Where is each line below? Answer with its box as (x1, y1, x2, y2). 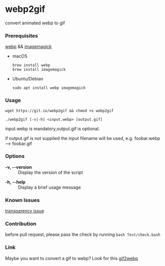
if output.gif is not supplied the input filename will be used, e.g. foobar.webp (5, 135, 161, 141)
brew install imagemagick (12, 67, 66, 72)
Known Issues (5, 197, 40, 203)
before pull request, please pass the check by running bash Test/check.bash (5, 232, 161, 238)
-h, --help (5, 179, 26, 185)
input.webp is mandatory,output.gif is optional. (5, 126, 100, 132)
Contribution (5, 220, 37, 227)
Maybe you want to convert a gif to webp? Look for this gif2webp (5, 255, 138, 261)
